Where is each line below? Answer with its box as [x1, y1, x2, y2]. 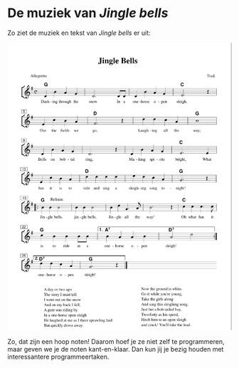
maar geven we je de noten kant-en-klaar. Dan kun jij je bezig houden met [7, 345, 224, 353]
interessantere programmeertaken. [7, 352, 110, 361]
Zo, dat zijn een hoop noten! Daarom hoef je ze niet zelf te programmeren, [7, 337, 225, 346]
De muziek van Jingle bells [7, 5, 169, 21]
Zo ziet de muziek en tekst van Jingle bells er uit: [7, 28, 151, 37]
